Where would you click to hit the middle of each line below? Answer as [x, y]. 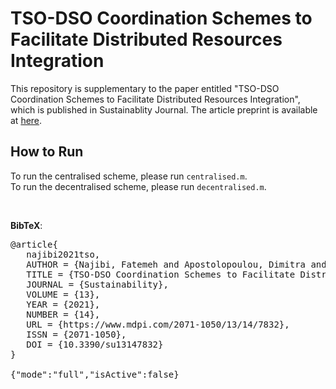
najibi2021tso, [63, 254]
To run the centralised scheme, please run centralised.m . [129, 176]
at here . [26, 120]
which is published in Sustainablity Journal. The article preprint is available [164, 109]
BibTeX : [26, 225]
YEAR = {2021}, [63, 304]
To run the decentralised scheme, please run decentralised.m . [138, 186]
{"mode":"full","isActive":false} [95, 374]
